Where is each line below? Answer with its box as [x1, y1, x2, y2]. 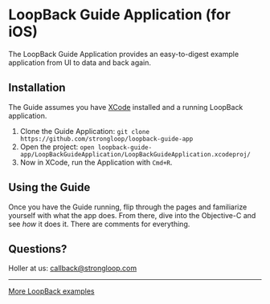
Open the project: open [19, 142, 95, 152]
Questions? [8, 242, 67, 256]
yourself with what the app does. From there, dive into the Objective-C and [8, 210, 256, 220]
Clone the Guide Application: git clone [19, 126, 150, 136]
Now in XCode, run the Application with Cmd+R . [19, 157, 173, 167]
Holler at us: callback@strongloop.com [8, 263, 137, 274]
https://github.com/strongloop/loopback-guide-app [19, 135, 194, 143]
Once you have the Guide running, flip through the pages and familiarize [8, 202, 247, 212]
